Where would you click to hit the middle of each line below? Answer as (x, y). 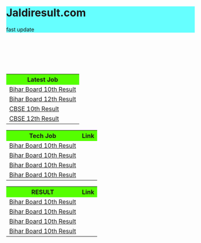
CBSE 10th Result (34, 109)
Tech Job (43, 136)
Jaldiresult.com (46, 13)
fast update (20, 29)
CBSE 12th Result (34, 118)
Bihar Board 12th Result (43, 99)
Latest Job (43, 79)
